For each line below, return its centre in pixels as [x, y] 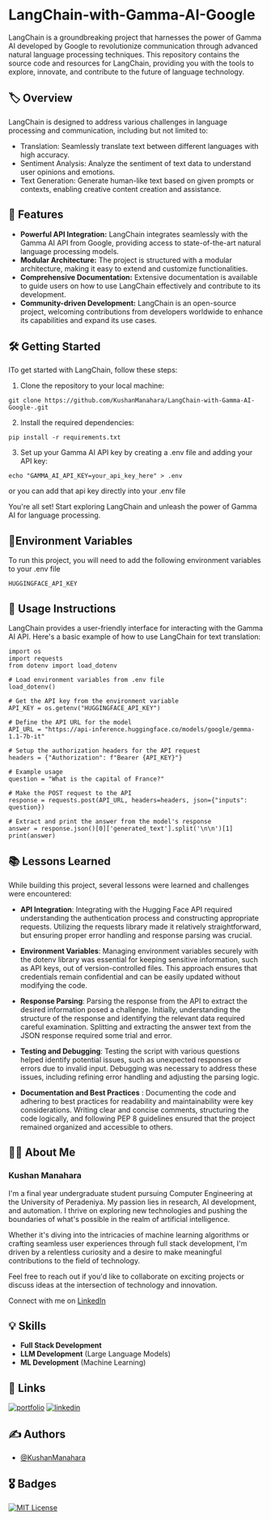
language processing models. [70, 251]
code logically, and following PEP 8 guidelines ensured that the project [138, 1118]
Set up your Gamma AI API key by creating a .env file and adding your [136, 453]
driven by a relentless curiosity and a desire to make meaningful [115, 1252]
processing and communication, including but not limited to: [108, 130]
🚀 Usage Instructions [62, 609]
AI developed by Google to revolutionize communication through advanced [133, 45]
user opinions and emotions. [68, 172]
